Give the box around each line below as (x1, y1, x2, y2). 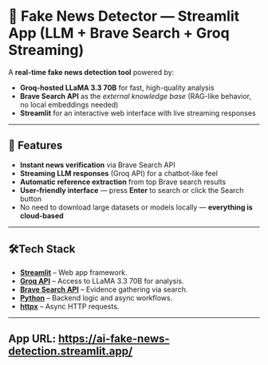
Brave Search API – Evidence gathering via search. (19, 285, 188, 294)
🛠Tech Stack (8, 242, 76, 256)
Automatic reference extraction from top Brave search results (19, 177, 227, 186)
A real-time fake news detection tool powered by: (8, 67, 175, 77)
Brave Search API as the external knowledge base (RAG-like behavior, (19, 91, 252, 100)
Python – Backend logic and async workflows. (19, 292, 173, 302)
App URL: (8, 332, 57, 345)
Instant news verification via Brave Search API (19, 159, 175, 170)
